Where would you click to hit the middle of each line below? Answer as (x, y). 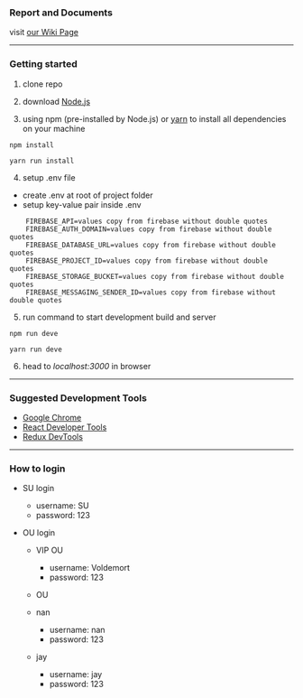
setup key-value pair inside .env (82, 204)
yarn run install (42, 161)
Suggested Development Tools (78, 397)
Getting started (44, 64)
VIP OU (50, 550)
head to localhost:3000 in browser (87, 366)
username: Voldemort (90, 568)
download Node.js (56, 101)
